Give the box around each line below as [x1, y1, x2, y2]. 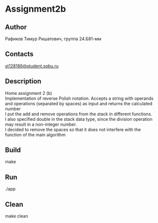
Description [5, 77, 41, 86]
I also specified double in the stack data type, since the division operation [5, 116, 153, 122]
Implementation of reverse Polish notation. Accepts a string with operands [5, 95, 154, 101]
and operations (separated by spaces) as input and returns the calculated [5, 100, 153, 106]
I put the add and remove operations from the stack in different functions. [5, 111, 152, 117]
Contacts [5, 50, 34, 58]
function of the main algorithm [5, 132, 66, 137]
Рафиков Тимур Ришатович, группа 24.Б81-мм [5, 36, 102, 42]
